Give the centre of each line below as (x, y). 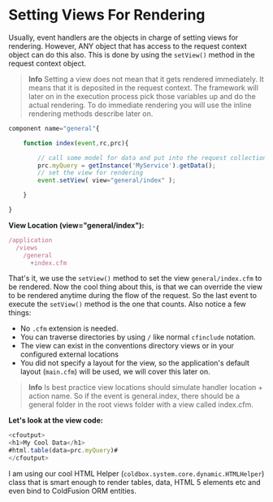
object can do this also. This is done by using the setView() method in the (132, 54)
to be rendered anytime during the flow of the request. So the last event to (133, 296)
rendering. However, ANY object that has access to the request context (128, 45)
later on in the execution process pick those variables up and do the (142, 96)
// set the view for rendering (91, 173)
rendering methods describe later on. (91, 113)
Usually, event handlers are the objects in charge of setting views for (123, 37)
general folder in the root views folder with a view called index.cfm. (141, 405)
